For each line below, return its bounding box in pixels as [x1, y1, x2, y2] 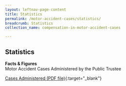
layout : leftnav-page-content [5, 7, 67, 12]
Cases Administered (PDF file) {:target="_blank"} [5, 75, 102, 81]
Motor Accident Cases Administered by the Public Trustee [5, 65, 122, 71]
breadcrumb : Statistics [5, 21, 54, 26]
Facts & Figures [5, 61, 37, 66]
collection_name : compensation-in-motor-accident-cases [5, 25, 121, 30]
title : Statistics [5, 12, 42, 17]
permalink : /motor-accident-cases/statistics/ [5, 16, 101, 21]
